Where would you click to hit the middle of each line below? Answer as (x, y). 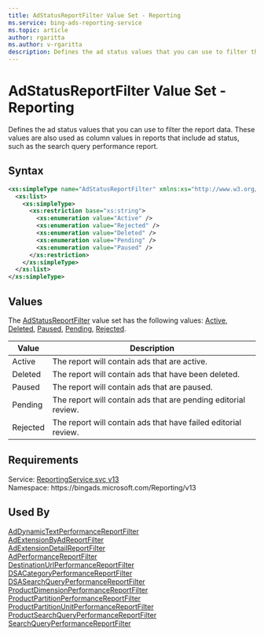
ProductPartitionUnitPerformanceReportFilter (81, 606)
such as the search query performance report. (83, 146)
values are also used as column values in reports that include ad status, (124, 138)
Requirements (43, 460)
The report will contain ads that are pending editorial (149, 400)
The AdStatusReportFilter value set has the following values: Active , (118, 320)
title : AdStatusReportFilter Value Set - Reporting (94, 15)
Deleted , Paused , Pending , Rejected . (68, 328)
